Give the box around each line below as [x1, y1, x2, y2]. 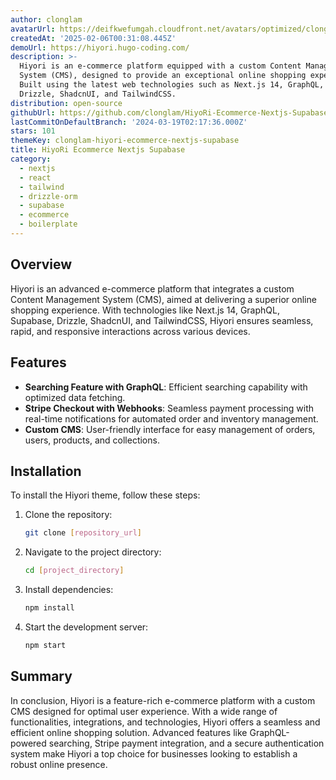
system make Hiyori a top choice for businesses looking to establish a [10, 747, 298, 760]
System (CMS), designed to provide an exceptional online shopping [19, 71, 307, 81]
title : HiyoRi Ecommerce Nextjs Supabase [10, 145, 186, 155]
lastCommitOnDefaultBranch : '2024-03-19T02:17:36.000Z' [10, 117, 248, 127]
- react [19, 172, 52, 183]
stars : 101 [10, 126, 56, 136]
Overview [10, 256, 73, 273]
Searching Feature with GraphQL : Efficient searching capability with [24, 381, 308, 393]
